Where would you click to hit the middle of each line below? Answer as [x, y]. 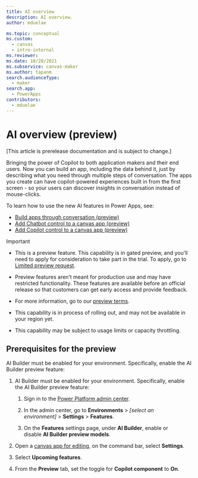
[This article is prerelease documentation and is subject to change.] [89, 151]
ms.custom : [20, 39]
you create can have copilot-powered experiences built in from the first [93, 181]
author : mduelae [26, 23]
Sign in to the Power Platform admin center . [77, 399]
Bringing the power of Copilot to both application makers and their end [93, 162]
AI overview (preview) [62, 134]
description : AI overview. [40, 17]
